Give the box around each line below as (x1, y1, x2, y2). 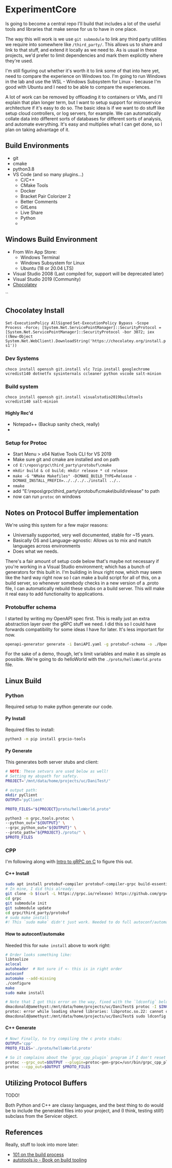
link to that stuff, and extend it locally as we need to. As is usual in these (5, 47, 157, 53)
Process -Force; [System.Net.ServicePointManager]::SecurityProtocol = (5, 325, 161, 330)
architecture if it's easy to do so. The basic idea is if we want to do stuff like (5, 105, 165, 111)
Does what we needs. (12, 548, 59, 554)
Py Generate (5, 747, 32, 754)
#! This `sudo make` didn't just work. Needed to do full (5, 920, 132, 925)
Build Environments (5, 141, 69, 150)
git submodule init (5, 901, 47, 906)
